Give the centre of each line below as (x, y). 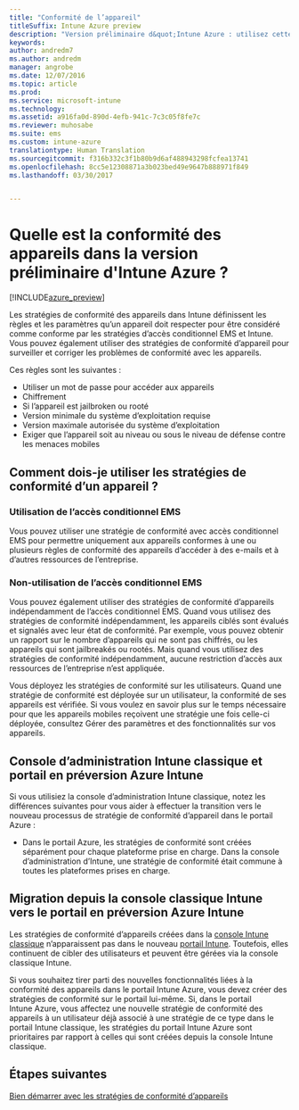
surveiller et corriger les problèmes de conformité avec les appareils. (136, 352)
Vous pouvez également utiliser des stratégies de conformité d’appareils (141, 602)
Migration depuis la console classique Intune (136, 899)
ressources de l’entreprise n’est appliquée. (87, 668)
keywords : (28, 42)
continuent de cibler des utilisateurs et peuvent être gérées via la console (144, 953)
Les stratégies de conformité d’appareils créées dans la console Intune (139, 934)
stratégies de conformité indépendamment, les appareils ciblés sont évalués (149, 621)
